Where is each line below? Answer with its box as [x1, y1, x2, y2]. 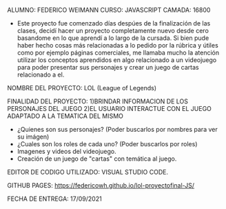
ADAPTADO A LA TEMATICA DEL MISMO [7, 112, 124, 120]
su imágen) [17, 132, 50, 141]
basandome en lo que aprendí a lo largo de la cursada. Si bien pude [17, 34, 209, 42]
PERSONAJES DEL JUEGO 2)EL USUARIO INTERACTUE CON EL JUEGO [7, 105, 212, 112]
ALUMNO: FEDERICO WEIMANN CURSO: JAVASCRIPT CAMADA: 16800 [7, 6, 211, 14]
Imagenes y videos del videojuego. [17, 148, 117, 155]
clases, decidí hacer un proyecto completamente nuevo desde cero [17, 27, 209, 34]
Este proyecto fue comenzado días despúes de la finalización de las [17, 19, 211, 27]
